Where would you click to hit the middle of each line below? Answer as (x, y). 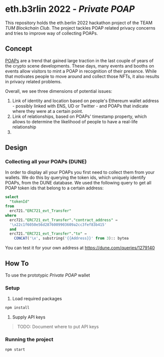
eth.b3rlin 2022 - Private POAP (70, 9)
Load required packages (37, 299)
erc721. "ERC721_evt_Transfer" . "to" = (48, 234)
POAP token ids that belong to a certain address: (54, 188)
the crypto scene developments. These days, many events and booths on (80, 66)
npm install (17, 308)
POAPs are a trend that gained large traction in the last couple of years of (79, 61)
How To (17, 263)
